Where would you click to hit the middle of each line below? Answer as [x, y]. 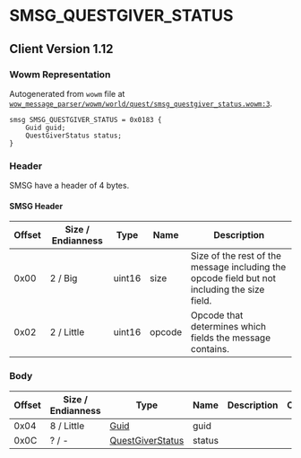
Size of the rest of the [236, 256]
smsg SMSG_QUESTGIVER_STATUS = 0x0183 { [86, 119]
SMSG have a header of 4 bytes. [69, 186]
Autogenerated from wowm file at [67, 93]
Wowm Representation [60, 75]
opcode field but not [233, 278]
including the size [228, 290]
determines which [229, 327]
